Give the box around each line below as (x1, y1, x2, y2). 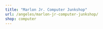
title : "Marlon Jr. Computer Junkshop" (5, 7, 88, 12)
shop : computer (5, 16, 37, 21)
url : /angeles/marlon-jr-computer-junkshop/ (5, 12, 99, 17)
